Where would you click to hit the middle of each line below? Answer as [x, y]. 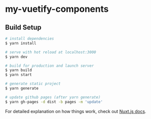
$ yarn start [19, 75]
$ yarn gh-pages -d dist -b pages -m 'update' [54, 102]
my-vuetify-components [57, 9]
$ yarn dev [16, 57]
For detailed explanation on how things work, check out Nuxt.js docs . [76, 111]
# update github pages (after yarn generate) [53, 97]
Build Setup [23, 27]
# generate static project [33, 84]
